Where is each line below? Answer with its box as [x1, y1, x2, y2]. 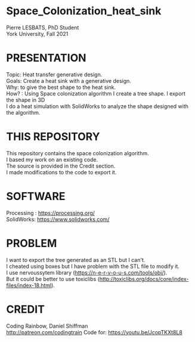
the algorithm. [6, 109, 41, 116]
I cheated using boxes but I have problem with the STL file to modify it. [6, 263, 180, 270]
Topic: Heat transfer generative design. [6, 70, 103, 78]
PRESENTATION [6, 51, 86, 65]
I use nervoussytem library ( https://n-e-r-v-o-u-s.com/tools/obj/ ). [6, 269, 168, 276]
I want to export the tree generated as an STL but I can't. [6, 256, 146, 263]
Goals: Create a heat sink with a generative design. [6, 77, 131, 84]
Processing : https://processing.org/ [6, 209, 95, 216]
